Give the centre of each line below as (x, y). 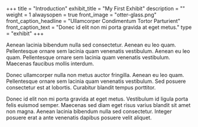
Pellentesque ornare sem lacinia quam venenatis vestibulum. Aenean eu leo (98, 51)
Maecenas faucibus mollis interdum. (50, 63)
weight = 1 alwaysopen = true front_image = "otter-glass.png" (81, 15)
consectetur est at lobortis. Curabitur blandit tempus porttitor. (81, 87)
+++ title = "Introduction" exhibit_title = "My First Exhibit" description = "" (95, 9)
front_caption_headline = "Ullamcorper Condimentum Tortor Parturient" (93, 21)
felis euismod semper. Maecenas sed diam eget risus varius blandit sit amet (98, 105)
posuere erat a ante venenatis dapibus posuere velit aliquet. (79, 118)
